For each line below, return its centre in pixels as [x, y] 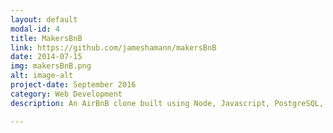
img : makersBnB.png [51, 66]
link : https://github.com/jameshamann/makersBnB [113, 47]
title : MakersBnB [46, 38]
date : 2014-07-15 [46, 57]
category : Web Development [66, 94]
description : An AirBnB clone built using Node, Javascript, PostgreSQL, [167, 103]
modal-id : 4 [35, 29]
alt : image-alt [42, 76]
